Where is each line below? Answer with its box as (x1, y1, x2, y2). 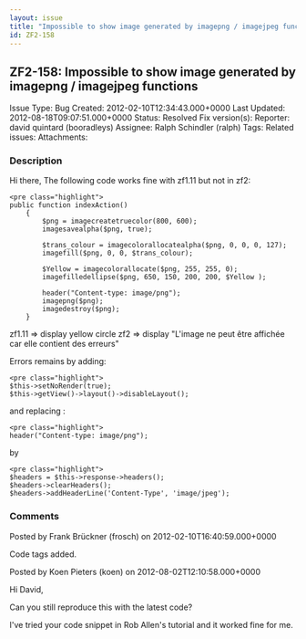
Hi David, (9, 583, 44, 594)
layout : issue (9, 13, 64, 23)
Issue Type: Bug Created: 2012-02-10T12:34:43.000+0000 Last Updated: (9, 102, 285, 114)
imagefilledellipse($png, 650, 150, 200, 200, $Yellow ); (42, 273, 267, 282)
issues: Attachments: (9, 131, 88, 142)
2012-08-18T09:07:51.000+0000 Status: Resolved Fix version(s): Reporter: (9, 112, 290, 123)
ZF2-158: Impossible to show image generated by (9, 64, 296, 79)
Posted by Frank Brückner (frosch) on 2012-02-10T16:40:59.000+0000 (9, 530, 277, 541)
